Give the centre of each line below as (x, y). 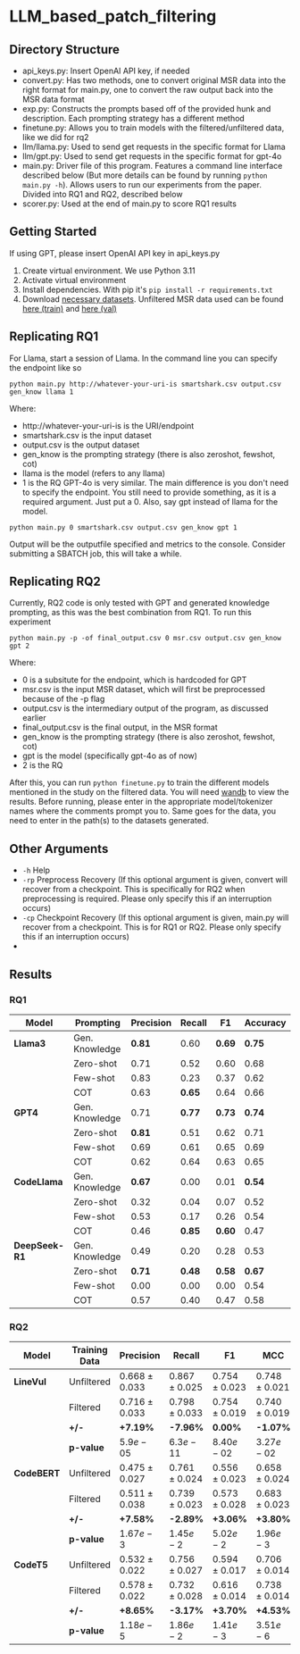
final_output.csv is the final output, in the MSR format (120, 727)
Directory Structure (65, 50)
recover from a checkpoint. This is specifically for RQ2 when (133, 890)
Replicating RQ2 (55, 582)
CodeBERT (37, 1474)
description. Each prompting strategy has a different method (133, 118)
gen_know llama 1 (42, 392)
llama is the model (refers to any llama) (94, 473)
